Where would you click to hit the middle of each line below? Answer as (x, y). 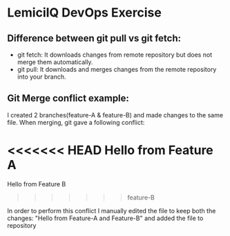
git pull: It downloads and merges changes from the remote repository (117, 69)
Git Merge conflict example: (68, 98)
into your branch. (41, 77)
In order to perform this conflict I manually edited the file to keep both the (112, 210)
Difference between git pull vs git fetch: (94, 38)
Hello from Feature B (37, 184)
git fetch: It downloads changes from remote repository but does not (115, 55)
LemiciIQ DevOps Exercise (85, 13)
